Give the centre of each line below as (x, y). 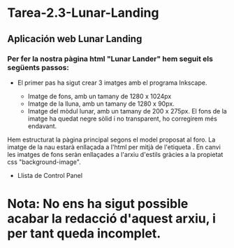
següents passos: (38, 67)
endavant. (42, 126)
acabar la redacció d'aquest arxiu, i (112, 219)
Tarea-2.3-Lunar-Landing (83, 13)
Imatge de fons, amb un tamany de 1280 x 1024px (100, 96)
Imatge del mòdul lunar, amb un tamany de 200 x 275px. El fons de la (127, 111)
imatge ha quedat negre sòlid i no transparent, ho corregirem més (123, 118)
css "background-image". (44, 162)
